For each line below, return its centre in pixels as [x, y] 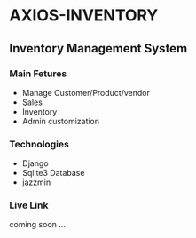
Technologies [39, 144]
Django [35, 163]
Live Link [29, 205]
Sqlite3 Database [53, 173]
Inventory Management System [98, 48]
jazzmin [36, 182]
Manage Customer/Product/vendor [86, 92]
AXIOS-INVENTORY [84, 16]
